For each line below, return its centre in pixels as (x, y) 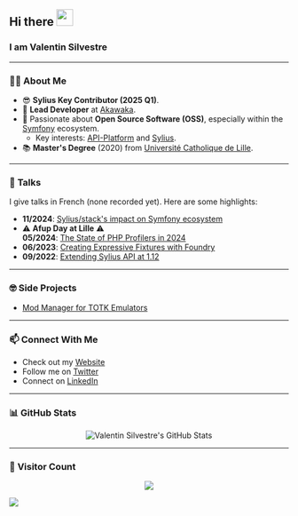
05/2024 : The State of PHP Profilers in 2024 (104, 238)
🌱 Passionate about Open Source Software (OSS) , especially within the (153, 119)
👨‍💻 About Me (38, 81)
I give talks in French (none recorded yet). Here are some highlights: (133, 202)
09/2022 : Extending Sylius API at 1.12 (90, 257)
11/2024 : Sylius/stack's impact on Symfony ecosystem (122, 219)
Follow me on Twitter (60, 371)
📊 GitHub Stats (43, 412)
